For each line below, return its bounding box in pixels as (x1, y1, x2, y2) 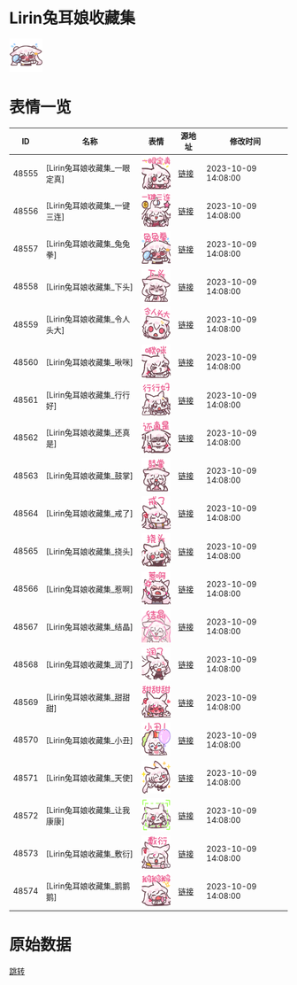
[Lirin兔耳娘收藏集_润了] (45, 659, 134, 670)
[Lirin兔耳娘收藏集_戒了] (45, 508, 134, 519)
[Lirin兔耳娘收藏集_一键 (45, 200, 131, 211)
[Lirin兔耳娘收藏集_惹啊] (45, 584, 134, 594)
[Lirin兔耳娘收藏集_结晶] (45, 622, 134, 632)
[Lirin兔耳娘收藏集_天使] (45, 772, 134, 784)
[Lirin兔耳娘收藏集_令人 (45, 314, 131, 324)
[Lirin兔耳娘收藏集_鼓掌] (45, 470, 134, 481)
